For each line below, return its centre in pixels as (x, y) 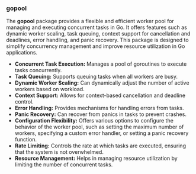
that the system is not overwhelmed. (59, 152)
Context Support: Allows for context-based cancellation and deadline (100, 95)
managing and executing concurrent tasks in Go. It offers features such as (97, 27)
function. (26, 140)
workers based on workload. (49, 89)
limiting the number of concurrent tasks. (64, 165)
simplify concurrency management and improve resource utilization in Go (96, 46)
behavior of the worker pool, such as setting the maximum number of (99, 127)
